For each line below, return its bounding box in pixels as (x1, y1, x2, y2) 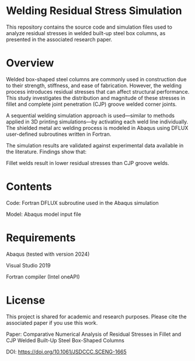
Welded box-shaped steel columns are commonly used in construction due (6, 75, 187, 82)
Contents (6, 180, 53, 194)
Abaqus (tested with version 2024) (6, 250, 90, 257)
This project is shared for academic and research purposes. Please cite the (6, 313, 187, 320)
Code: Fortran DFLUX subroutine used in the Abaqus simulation (6, 199, 159, 206)
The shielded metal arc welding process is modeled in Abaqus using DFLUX (6, 124, 189, 131)
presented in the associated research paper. (6, 36, 113, 43)
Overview (6, 57, 54, 70)
